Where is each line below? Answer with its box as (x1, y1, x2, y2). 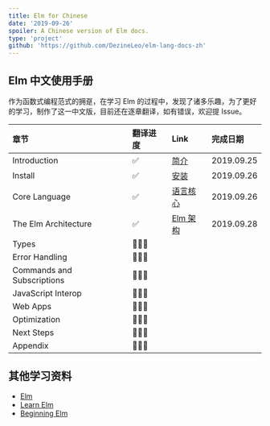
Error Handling (12, 251, 67, 263)
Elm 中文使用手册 (8, 73, 94, 87)
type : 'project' (8, 34, 63, 43)
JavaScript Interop (12, 287, 82, 299)
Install (12, 170, 35, 181)
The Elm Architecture (12, 218, 92, 230)
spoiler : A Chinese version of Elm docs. (8, 27, 149, 35)
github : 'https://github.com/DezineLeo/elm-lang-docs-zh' (8, 42, 207, 50)
